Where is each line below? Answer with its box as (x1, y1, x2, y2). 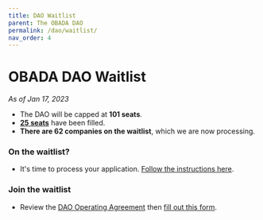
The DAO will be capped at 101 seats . (19, 110, 143, 119)
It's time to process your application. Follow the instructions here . (19, 164, 234, 174)
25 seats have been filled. (19, 118, 106, 128)
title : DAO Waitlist (8, 11, 77, 20)
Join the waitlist (8, 184, 72, 195)
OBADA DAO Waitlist (8, 68, 147, 86)
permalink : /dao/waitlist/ (8, 26, 98, 34)
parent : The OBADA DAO (8, 19, 83, 27)
